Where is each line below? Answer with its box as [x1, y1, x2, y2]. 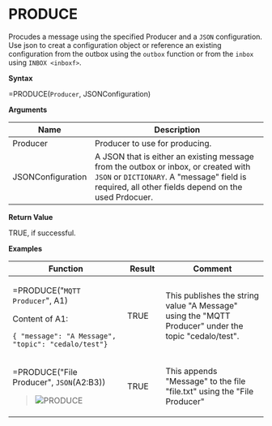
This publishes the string [165, 290, 259, 301]
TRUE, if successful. [8, 228, 76, 238]
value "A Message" [165, 300, 238, 312]
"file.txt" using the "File [165, 385, 254, 397]
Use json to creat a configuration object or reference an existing [8, 40, 222, 49]
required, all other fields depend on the [94, 181, 243, 192]
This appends [165, 365, 218, 377]
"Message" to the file [165, 375, 246, 386]
